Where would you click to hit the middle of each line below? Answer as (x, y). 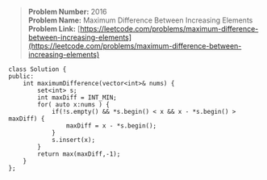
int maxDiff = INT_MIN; (77, 98)
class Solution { (38, 69)
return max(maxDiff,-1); (79, 154)
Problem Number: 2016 (67, 12)
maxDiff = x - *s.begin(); (111, 126)
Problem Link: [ (54, 29)
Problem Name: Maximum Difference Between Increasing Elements (140, 20)
